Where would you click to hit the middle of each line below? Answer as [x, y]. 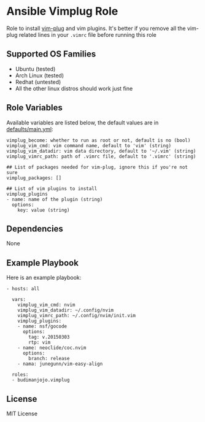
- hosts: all [23, 289]
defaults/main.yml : [30, 129]
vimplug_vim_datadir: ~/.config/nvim [66, 310]
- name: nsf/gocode [42, 326]
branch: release [49, 359]
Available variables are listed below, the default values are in [83, 122]
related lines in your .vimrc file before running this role [87, 34]
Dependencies [35, 228]
